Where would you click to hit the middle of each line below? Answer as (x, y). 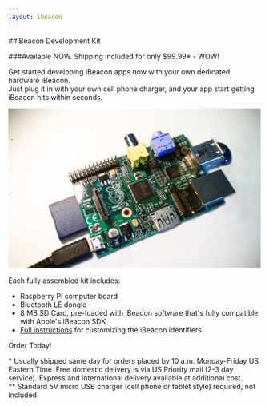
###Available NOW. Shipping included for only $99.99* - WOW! (114, 56)
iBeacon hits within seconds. (56, 97)
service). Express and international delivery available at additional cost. (125, 378)
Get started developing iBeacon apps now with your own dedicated (119, 71)
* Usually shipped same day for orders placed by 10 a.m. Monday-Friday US (133, 361)
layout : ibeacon (35, 17)
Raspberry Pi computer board (69, 297)
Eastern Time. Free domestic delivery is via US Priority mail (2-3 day (121, 370)
